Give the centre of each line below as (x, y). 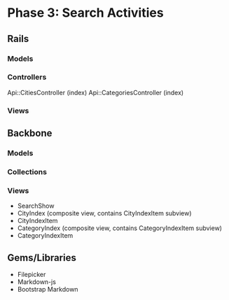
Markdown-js (36, 282)
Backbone (30, 133)
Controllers (27, 77)
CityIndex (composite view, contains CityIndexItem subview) (104, 213)
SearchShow (36, 206)
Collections (27, 171)
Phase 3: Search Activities (85, 13)
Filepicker (32, 275)
